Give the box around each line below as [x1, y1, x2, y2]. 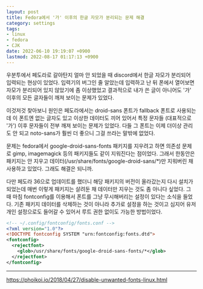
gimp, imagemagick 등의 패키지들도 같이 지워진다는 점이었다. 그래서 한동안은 [12, 149, 195, 157]
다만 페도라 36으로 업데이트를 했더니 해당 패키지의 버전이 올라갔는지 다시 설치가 [6, 178, 193, 185]
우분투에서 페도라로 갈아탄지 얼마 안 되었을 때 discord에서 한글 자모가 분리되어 [6, 71, 192, 79]
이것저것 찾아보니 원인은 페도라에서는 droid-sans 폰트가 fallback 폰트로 [6, 106, 175, 114]
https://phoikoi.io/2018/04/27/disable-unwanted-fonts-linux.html [6, 276, 168, 283]
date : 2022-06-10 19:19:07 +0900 [6, 48, 91, 54]
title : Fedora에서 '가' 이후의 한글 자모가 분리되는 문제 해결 [6, 15, 145, 21]
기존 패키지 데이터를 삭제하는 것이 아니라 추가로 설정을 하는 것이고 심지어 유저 [14, 200, 196, 207]
